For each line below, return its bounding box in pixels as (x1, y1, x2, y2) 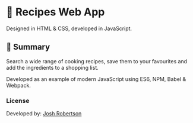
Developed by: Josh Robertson (6, 110, 82, 117)
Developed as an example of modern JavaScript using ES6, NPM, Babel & (6, 75, 186, 82)
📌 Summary (6, 42, 50, 52)
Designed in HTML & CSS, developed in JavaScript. (6, 25, 132, 32)
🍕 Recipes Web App (6, 5, 105, 19)
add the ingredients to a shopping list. (6, 64, 99, 71)
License (6, 96, 30, 105)
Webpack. (6, 82, 31, 89)
